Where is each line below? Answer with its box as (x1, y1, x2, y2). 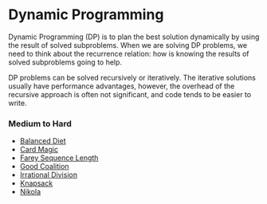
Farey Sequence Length (19, 153, 99, 163)
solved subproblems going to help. (8, 57, 122, 67)
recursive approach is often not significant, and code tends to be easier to (8, 89, 252, 99)
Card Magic (19, 145, 58, 155)
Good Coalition (19, 162, 69, 171)
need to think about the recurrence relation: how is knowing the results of (8, 49, 249, 58)
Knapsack (19, 178, 53, 188)
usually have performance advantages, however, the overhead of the (8, 81, 235, 91)
